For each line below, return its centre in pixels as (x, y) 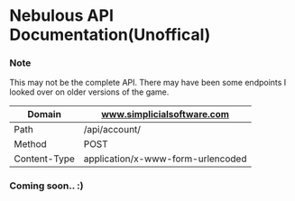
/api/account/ (112, 130)
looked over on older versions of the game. (89, 92)
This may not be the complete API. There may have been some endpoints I (148, 83)
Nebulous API (62, 16)
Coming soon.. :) (46, 186)
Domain (44, 114)
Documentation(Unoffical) (110, 35)
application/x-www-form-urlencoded (165, 159)
